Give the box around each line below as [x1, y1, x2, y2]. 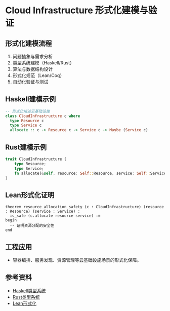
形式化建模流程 [5, 39, 52, 48]
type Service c [10, 123, 42, 128]
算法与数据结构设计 [12, 66, 53, 72]
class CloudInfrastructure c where [5, 113, 80, 119]
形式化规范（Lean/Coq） [12, 72, 65, 79]
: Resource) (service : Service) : [5, 209, 80, 214]
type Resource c [10, 118, 44, 123]
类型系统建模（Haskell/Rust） [12, 60, 75, 66]
